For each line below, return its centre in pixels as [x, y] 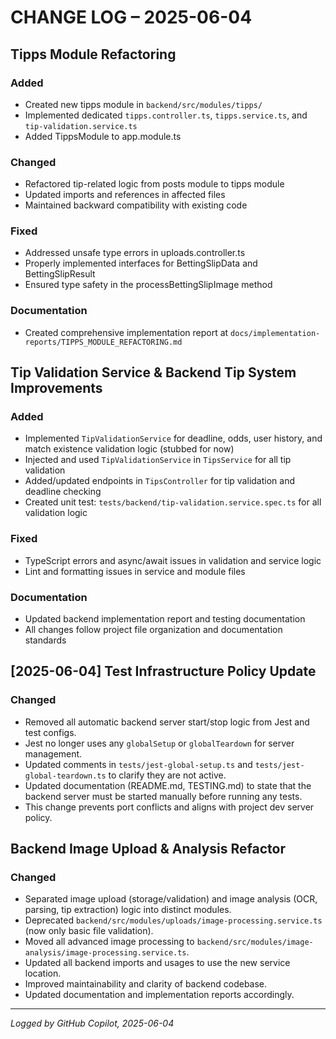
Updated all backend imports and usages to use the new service [157, 963]
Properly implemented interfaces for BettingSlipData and [141, 263]
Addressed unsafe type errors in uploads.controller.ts [135, 253]
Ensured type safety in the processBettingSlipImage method [148, 285]
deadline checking [63, 492]
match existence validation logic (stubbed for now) [129, 449]
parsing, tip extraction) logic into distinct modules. [128, 910]
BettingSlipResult [60, 274]
